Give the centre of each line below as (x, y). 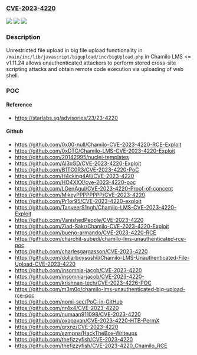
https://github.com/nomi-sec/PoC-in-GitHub (68, 301)
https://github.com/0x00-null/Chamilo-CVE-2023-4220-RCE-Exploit (98, 144)
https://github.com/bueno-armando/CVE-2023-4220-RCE (85, 233)
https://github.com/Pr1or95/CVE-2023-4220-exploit (78, 201)
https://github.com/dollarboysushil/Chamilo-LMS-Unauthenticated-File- (102, 257)
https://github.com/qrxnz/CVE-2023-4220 (66, 327)
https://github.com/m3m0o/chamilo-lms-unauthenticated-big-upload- (100, 289)
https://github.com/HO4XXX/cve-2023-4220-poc (75, 182)
